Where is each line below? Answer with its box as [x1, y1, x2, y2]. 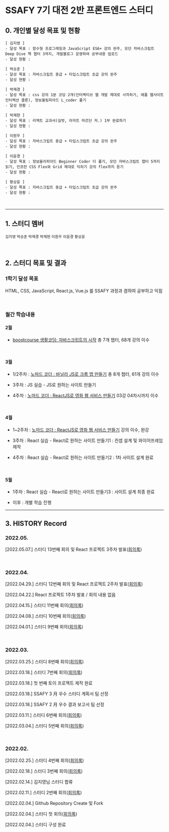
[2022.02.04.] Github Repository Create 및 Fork [5, 800, 104, 806]
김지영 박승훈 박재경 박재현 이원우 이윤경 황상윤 [5, 234, 86, 239]
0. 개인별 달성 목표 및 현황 [5, 26, 80, 35]
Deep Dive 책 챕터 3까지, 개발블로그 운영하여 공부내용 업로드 [5, 51, 118, 56]
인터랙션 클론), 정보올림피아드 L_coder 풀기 [5, 98, 87, 103]
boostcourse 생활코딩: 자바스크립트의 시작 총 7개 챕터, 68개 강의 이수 [12, 337, 150, 343]
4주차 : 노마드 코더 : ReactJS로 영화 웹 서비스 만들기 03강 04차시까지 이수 [12, 392, 159, 398]
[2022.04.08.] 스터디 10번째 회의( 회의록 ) [5, 613, 86, 619]
